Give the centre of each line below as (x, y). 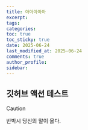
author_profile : (27, 62)
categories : (21, 29)
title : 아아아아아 (26, 12)
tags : (13, 23)
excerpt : (17, 17)
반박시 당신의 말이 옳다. (34, 121)
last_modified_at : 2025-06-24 (44, 51)
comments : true (25, 57)
